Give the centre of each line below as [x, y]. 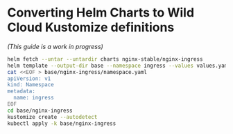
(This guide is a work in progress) [55, 46]
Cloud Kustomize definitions [91, 27]
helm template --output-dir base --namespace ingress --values [101, 66]
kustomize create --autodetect [52, 117]
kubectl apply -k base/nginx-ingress [62, 123]
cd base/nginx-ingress [40, 111]
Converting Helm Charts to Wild [101, 13]
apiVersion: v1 [29, 78]
